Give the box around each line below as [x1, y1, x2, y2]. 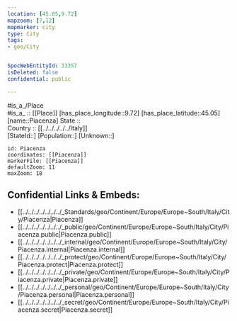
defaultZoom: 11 [7, 164, 55, 171]
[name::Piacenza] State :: [7, 116, 81, 125]
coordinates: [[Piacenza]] [7, 151, 87, 158]
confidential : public [7, 75, 71, 82]
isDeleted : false [7, 69, 59, 76]
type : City [7, 30, 40, 38]
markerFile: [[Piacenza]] [7, 157, 83, 164]
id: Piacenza [7, 145, 46, 152]
